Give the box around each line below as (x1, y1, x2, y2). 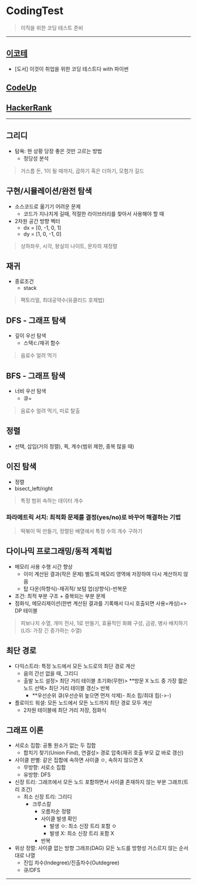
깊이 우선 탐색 (14, 332, 46, 339)
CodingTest (6, 4, 63, 18)
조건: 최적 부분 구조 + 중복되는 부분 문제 (14, 592, 106, 599)
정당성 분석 (23, 154, 49, 162)
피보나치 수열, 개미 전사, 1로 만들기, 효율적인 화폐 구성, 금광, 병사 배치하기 (20, 619, 188, 626)
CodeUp (6, 83, 37, 93)
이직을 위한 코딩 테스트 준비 (20, 24, 84, 31)
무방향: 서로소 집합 (23, 764, 66, 771)
